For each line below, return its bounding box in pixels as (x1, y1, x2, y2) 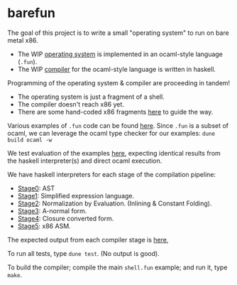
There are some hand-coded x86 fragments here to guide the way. (17, 107, 214, 116)
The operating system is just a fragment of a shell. (17, 92, 165, 101)
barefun (7, 5, 55, 21)
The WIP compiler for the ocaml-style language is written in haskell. (17, 65, 216, 73)
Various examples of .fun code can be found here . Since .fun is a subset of (7, 121, 229, 129)
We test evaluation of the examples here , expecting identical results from (7, 149, 221, 157)
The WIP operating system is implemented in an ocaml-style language (17, 50, 224, 58)
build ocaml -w (7, 136, 53, 144)
